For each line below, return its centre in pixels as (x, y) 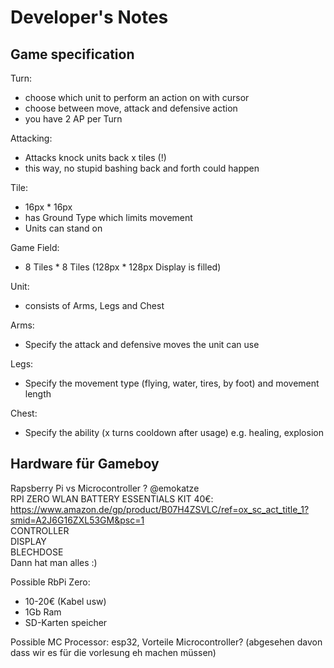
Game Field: (35, 247)
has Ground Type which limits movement (108, 217)
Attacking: (31, 138)
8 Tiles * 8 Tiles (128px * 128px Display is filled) (123, 267)
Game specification (72, 54)
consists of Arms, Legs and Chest (94, 305)
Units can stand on (63, 228)
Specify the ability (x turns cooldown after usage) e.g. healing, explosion (174, 432)
